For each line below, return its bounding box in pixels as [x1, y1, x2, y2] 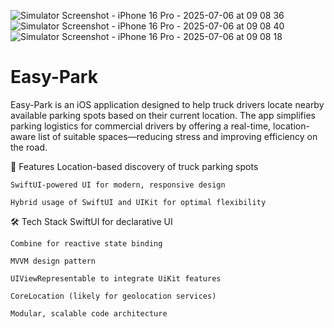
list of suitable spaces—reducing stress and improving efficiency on [38, 130, 318, 142]
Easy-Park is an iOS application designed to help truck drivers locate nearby [10, 98, 325, 110]
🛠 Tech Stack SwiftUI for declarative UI [10, 215, 173, 227]
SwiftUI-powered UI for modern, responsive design [10, 180, 226, 190]
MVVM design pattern [10, 256, 97, 266]
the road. [10, 141, 48, 153]
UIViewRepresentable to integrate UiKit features [10, 273, 222, 284]
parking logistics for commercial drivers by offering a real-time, [10, 120, 272, 132]
